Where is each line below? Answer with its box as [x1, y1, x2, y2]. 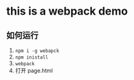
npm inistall [15, 54, 49, 60]
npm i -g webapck [15, 48, 60, 54]
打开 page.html [15, 67, 53, 74]
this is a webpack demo [6, 4, 128, 18]
